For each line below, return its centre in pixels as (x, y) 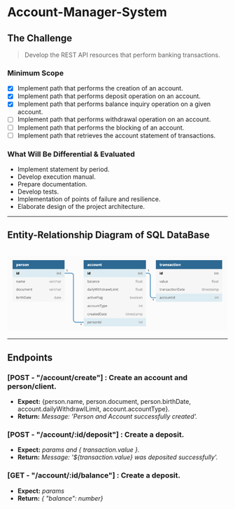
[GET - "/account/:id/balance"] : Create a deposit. (94, 475)
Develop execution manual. (56, 177)
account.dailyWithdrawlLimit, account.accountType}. (93, 409)
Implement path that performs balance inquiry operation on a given (114, 104)
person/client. (32, 386)
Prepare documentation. (52, 184)
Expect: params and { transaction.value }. (78, 450)
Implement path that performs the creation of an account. (100, 88)
